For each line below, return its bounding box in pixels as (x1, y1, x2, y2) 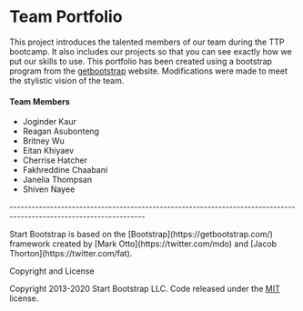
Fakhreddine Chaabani (22, 165, 108, 176)
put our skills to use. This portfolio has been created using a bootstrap (9, 55, 273, 66)
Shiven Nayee (22, 184, 76, 195)
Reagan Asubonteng (22, 125, 100, 137)
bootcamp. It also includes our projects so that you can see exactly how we (9, 45, 293, 56)
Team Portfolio (9, 6, 123, 27)
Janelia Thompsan (22, 175, 93, 186)
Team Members (9, 95, 70, 106)
